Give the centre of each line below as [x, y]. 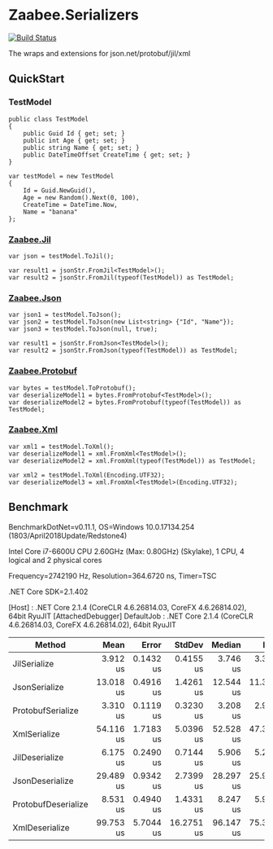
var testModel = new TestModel [61, 176]
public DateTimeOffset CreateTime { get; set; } [107, 155]
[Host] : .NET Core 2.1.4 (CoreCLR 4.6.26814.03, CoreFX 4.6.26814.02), [128, 607]
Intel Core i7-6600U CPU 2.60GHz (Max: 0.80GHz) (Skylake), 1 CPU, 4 [127, 551]
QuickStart [37, 79]
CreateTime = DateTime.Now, [70, 205]
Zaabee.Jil [30, 240]
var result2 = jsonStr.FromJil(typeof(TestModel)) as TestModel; [121, 277]
